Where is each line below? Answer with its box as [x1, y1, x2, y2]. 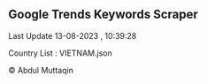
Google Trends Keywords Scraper [8, 7, 198, 22]
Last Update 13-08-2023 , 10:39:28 [8, 30, 137, 41]
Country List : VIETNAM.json [8, 48, 112, 58]
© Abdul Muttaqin [8, 65, 74, 75]
